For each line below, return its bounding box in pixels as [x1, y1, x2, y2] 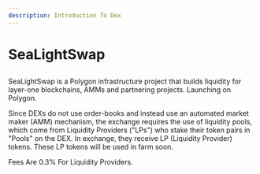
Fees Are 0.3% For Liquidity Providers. [8, 157, 133, 167]
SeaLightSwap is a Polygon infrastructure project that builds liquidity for [8, 76, 242, 87]
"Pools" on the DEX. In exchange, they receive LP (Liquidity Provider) [8, 134, 232, 143]
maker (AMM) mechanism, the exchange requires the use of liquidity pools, [8, 117, 253, 127]
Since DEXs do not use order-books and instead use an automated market [8, 109, 250, 118]
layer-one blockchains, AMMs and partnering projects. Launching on [8, 85, 232, 94]
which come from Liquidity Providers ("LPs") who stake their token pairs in [8, 125, 251, 135]
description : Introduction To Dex [8, 11, 122, 20]
